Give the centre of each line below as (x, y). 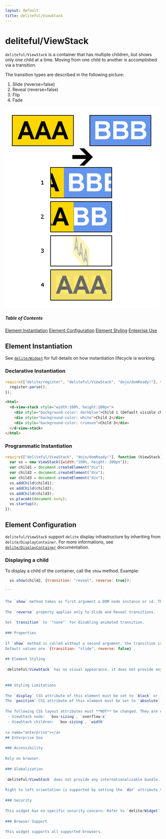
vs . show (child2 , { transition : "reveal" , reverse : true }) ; (71, 581)
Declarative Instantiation (35, 371)
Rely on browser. (23, 759)
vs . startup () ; (24, 504)
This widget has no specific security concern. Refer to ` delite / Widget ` (83, 811)
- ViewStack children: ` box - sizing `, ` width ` (56, 722)
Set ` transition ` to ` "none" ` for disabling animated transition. (75, 623)
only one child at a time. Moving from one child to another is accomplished (81, 60)
